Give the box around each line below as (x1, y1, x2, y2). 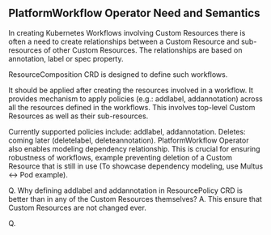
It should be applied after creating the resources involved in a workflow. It (8, 85, 253, 95)
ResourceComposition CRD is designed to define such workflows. (8, 69, 228, 79)
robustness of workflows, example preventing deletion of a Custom (8, 152, 233, 162)
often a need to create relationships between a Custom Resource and (8, 36, 240, 46)
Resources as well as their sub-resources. (8, 111, 149, 121)
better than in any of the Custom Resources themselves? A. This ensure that (8, 194, 263, 203)
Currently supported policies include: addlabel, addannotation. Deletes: (8, 126, 246, 136)
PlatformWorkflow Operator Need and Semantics (8, 6, 260, 20)
